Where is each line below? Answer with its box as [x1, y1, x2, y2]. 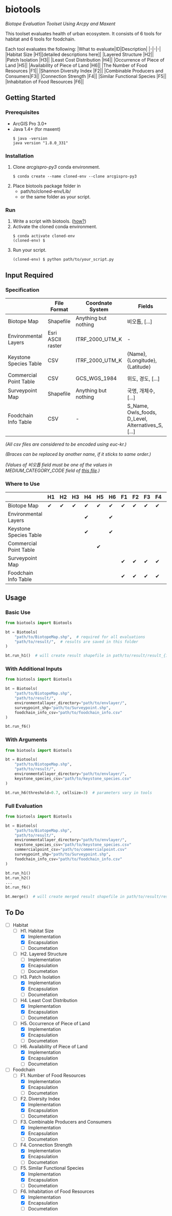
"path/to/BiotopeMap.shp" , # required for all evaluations [14, 634, 145, 640]
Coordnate [85, 299, 113, 306]
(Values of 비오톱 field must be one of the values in [5, 462, 113, 468]
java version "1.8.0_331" [12, 140, 68, 146]
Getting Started [5, 93, 56, 102]
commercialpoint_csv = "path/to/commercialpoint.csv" [14, 847, 127, 852]
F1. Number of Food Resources [20, 1072, 86, 1079]
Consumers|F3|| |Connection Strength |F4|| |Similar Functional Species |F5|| [5, 73, 167, 79]
